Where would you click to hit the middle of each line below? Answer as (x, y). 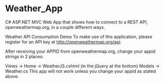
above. (12, 76)
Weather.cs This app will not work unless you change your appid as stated (81, 71)
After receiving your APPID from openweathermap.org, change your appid (81, 51)
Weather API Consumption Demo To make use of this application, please (79, 37)
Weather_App (34, 9)
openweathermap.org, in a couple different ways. (55, 27)
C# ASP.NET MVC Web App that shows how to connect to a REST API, (76, 22)
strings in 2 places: (24, 56)
